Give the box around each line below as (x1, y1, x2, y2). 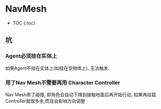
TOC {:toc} (12, 20, 36, 26)
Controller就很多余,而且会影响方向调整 (5, 98, 85, 104)
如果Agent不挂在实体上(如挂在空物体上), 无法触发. (5, 65, 110, 71)
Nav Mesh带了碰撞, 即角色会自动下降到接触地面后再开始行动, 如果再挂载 (5, 91, 156, 97)
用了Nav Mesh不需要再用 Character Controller (5, 79, 120, 86)
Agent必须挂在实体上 (5, 52, 57, 60)
